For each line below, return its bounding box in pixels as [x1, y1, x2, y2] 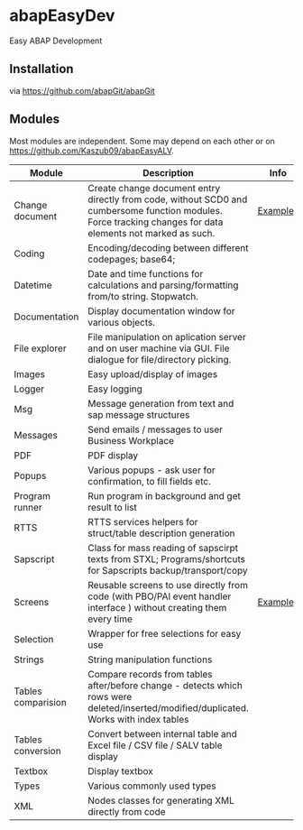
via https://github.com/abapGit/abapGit [9, 85, 155, 96]
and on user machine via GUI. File [87, 342, 230, 355]
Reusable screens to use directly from [87, 578, 248, 591]
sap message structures [87, 408, 190, 420]
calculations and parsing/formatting [87, 279, 239, 291]
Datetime [14, 279, 52, 291]
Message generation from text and [87, 397, 234, 410]
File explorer [14, 342, 67, 355]
